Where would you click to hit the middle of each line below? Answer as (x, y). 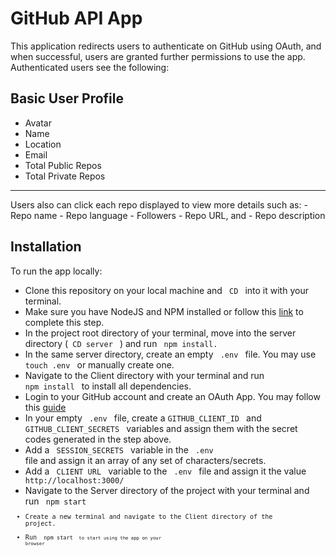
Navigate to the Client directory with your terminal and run (144, 375)
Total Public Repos (63, 165)
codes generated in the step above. (98, 439)
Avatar (38, 123)
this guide (45, 407)
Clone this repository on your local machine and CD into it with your (166, 290)
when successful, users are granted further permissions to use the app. (158, 56)
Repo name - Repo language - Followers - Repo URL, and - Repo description (168, 215)
